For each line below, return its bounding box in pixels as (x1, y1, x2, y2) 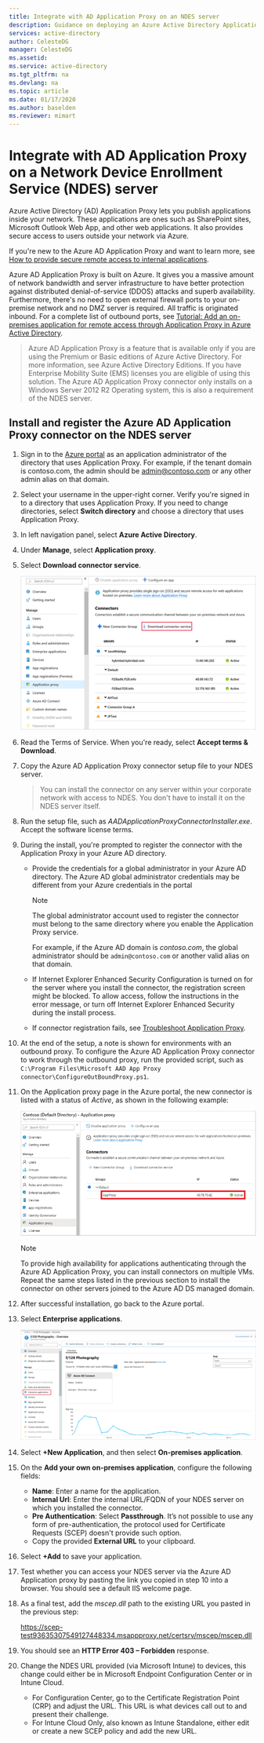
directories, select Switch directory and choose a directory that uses (20, 506, 244, 516)
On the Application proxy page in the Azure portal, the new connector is (20, 1087, 253, 1097)
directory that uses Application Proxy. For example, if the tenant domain (20, 458, 252, 467)
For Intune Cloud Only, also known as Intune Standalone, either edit (31, 1718, 250, 1727)
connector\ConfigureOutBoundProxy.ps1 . (20, 1072, 150, 1081)
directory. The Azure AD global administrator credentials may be (31, 872, 240, 882)
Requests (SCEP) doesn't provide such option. (31, 1528, 183, 1537)
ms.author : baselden (9, 104, 77, 111)
